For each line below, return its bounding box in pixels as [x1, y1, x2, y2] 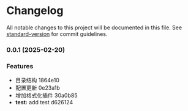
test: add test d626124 [15, 99, 73, 106]
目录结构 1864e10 [15, 77, 60, 84]
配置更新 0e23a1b [15, 84, 60, 91]
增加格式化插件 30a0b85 [15, 92, 78, 99]
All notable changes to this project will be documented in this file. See [6, 24, 182, 31]
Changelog [6, 4, 64, 18]
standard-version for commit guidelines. [6, 30, 108, 37]
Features [6, 62, 34, 70]
